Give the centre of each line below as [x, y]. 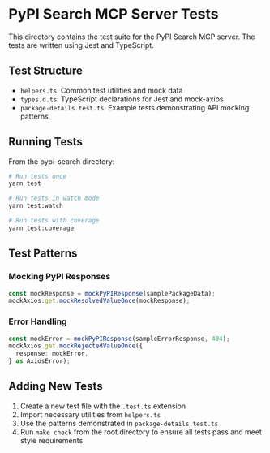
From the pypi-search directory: [62, 161]
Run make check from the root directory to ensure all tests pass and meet [141, 432]
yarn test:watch [36, 206]
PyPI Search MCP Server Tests [114, 14]
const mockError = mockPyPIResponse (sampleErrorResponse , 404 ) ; [119, 339]
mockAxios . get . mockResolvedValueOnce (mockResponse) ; [99, 301]
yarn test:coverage [41, 228]
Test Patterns [43, 254]
